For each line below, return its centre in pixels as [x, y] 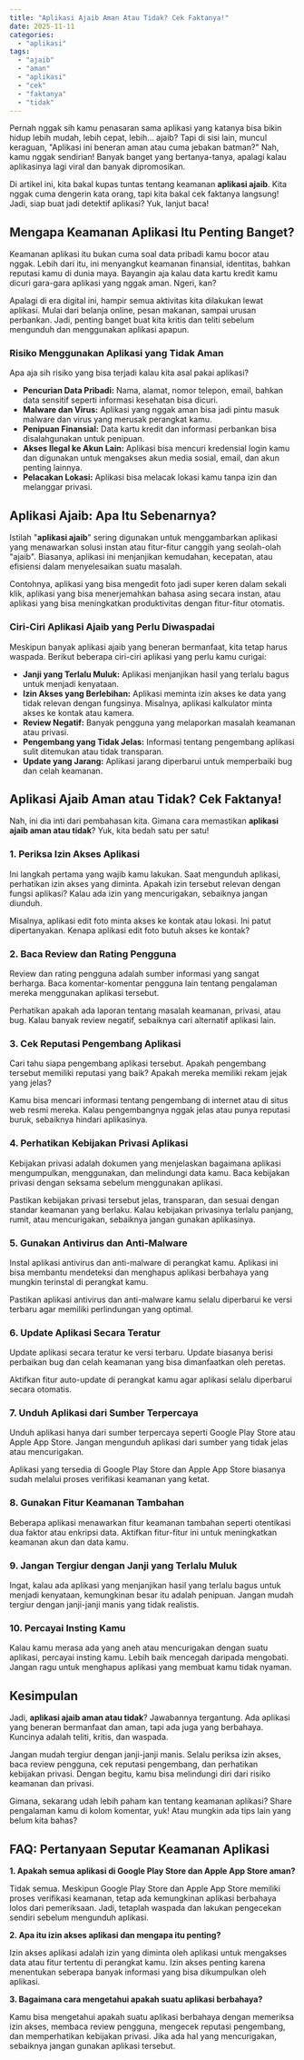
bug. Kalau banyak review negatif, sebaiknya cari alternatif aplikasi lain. [143, 1020]
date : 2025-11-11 [42, 26]
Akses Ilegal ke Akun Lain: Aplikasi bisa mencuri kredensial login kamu [156, 448]
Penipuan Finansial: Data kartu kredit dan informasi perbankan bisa [149, 429]
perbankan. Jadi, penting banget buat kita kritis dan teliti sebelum [132, 320]
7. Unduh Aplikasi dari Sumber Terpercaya [104, 1413]
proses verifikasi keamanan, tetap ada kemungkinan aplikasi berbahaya [143, 1898]
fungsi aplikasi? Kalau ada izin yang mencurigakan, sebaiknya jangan [138, 893]
